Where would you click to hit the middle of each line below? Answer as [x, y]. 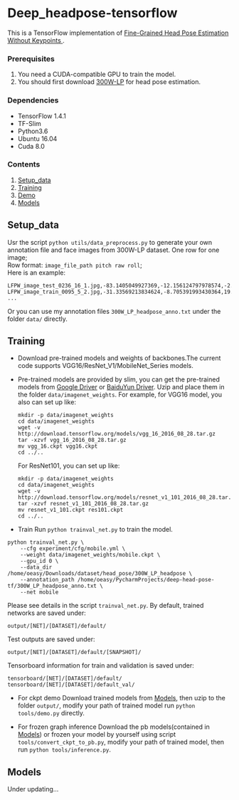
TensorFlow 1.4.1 [42, 116]
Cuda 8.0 [31, 146]
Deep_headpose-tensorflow [92, 13]
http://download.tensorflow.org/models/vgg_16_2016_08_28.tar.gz [116, 434]
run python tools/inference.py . [64, 749]
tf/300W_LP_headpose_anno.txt [52, 586]
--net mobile [39, 592]
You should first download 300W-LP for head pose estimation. [109, 82]
